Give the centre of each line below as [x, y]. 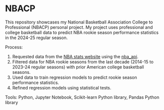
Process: [14, 47]
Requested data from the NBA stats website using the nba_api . [75, 56]
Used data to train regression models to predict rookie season [74, 77]
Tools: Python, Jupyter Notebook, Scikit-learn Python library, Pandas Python [82, 97]
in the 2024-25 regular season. [36, 38]
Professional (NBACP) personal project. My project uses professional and [79, 27]
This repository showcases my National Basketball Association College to [79, 22]
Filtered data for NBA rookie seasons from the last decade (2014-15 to [83, 62]
